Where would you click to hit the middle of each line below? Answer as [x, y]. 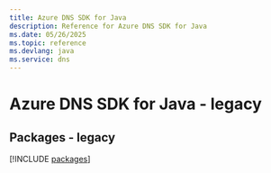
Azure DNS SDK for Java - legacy [136, 104]
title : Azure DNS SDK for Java [68, 18]
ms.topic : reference [48, 43]
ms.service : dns [40, 59]
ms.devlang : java [42, 51]
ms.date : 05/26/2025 [48, 34]
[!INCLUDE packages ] [50, 159]
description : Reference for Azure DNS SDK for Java [108, 26]
